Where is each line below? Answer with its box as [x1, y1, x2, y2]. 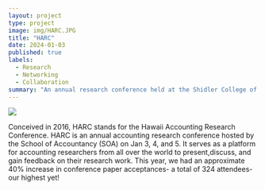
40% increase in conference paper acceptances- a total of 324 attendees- [8, 165, 253, 174]
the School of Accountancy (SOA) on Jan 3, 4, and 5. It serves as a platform [8, 139, 256, 149]
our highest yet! [8, 173, 60, 183]
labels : [8, 56, 34, 64]
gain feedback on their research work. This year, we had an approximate [8, 156, 245, 165]
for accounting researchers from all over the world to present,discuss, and [8, 148, 252, 157]
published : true [8, 48, 62, 56]
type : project [8, 19, 56, 27]
